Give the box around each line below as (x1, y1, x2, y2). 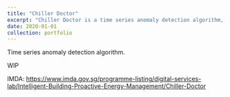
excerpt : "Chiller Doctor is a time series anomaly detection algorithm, (7, 17, 224, 23)
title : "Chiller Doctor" (7, 10, 79, 17)
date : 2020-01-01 (7, 23, 57, 30)
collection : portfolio (7, 29, 73, 36)
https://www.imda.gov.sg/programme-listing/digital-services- (26, 75, 202, 83)
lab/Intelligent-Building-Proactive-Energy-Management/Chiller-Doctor (7, 82, 206, 90)
